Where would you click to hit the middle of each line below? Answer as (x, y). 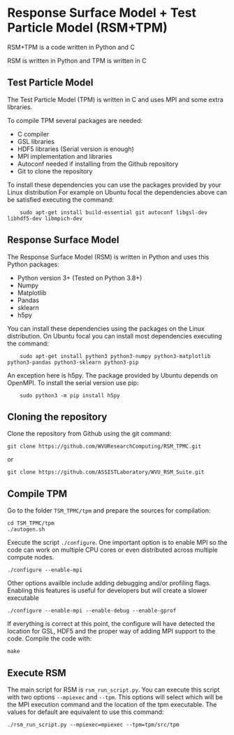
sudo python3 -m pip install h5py (70, 395)
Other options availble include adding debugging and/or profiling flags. (109, 583)
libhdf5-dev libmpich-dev (45, 218)
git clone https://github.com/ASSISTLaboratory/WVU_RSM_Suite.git (106, 472)
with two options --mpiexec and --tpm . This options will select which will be (115, 697)
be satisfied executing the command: (60, 199)
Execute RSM (37, 673)
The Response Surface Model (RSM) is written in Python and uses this (108, 257)
